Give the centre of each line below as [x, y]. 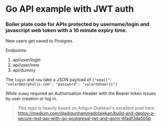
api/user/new [26, 65]
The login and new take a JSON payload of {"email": [59, 80]
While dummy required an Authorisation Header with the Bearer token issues [81, 93]
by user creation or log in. [32, 99]
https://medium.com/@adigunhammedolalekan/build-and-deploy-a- [86, 113]
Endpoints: [16, 50]
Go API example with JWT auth [70, 9]
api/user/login [27, 60]
